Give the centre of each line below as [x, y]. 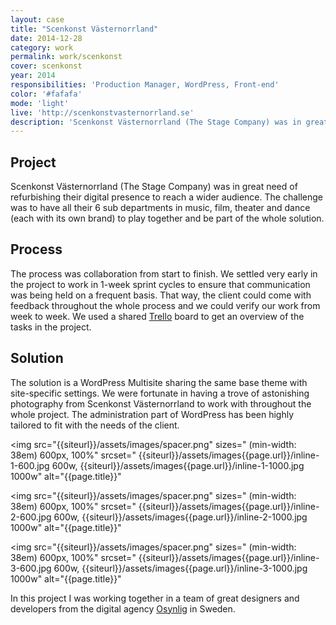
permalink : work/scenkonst [66, 57]
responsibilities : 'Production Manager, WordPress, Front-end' [145, 85]
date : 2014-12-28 [46, 38]
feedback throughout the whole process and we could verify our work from [165, 305]
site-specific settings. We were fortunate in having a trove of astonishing [160, 393]
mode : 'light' [40, 103]
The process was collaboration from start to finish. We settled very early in [164, 273]
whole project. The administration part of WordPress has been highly [152, 414]
